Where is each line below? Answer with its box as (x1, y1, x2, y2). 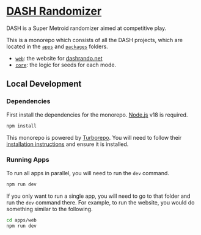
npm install (6, 123, 37, 129)
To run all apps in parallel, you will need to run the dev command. (6, 169, 170, 176)
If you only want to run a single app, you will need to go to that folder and (6, 192, 191, 200)
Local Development (6, 79, 82, 89)
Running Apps (6, 156, 50, 164)
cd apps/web (6, 217, 37, 223)
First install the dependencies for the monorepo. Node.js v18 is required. (6, 111, 188, 118)
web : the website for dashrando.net (15, 54, 103, 62)
